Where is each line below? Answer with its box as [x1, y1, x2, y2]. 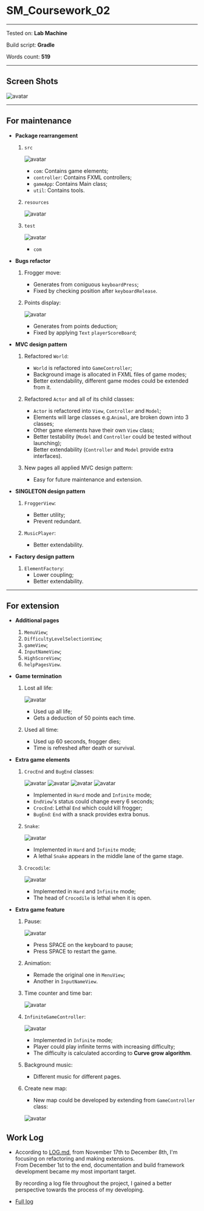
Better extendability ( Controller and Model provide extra [33, 446, 174, 453]
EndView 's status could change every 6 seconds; [33, 798, 154, 805]
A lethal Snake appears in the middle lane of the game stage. [33, 853, 184, 860]
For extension [6, 601, 59, 611]
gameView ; [24, 641, 49, 649]
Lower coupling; [33, 571, 74, 578]
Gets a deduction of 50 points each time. [33, 714, 135, 721]
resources [24, 199, 50, 205]
